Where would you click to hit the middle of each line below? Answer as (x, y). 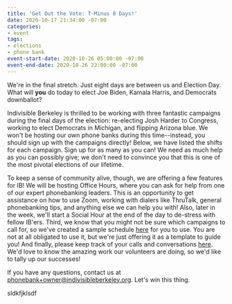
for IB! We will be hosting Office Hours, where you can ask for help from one (116, 185)
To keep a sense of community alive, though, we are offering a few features (115, 178)
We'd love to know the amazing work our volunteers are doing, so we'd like (114, 251)
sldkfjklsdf (22, 293)
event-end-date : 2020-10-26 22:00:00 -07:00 (72, 65)
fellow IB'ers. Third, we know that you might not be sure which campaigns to (116, 222)
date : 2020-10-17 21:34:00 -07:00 (57, 20)
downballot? (25, 99)
